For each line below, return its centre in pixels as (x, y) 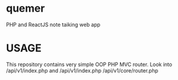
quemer (25, 8)
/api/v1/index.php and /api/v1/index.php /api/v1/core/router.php (82, 70)
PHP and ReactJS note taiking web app (53, 25)
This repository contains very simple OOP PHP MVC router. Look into (89, 64)
